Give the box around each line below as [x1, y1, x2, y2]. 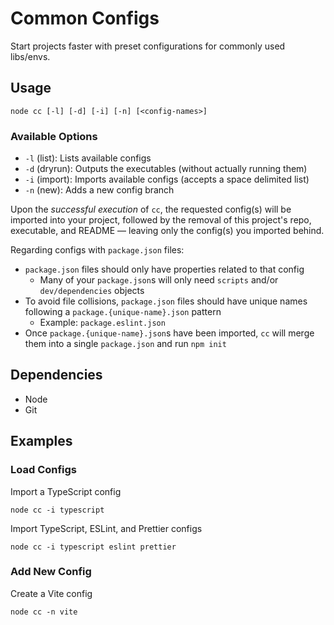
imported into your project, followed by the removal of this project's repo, [10, 214, 312, 226]
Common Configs [10, 7, 160, 30]
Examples [10, 433, 73, 450]
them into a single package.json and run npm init [24, 338, 227, 350]
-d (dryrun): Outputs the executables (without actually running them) [24, 163, 308, 175]
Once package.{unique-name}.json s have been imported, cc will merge [24, 327, 315, 339]
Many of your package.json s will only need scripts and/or [39, 274, 279, 286]
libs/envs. [10, 50, 51, 62]
